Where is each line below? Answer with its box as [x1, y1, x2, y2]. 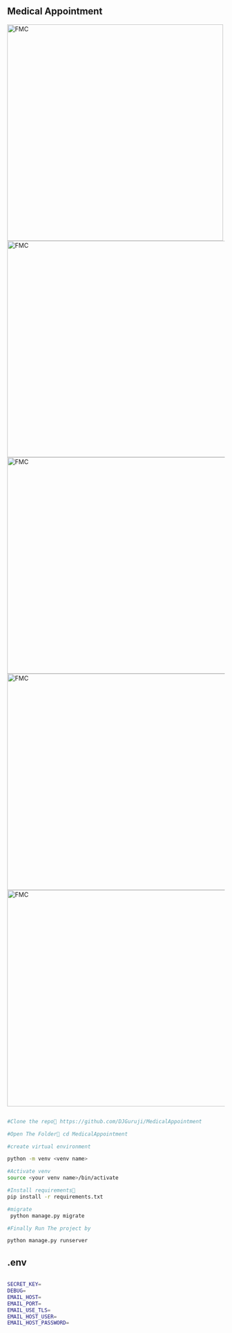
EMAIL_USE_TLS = [7, 1307, 51, 1314]
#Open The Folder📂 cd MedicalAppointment [7, 1130, 128, 1138]
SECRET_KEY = [7, 1281, 41, 1288]
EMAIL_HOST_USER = [7, 1313, 57, 1320]
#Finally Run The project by [7, 1225, 91, 1232]
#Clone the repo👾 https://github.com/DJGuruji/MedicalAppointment [7, 1118, 202, 1125]
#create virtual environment [7, 1143, 91, 1150]
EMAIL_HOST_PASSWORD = [7, 1319, 70, 1327]
